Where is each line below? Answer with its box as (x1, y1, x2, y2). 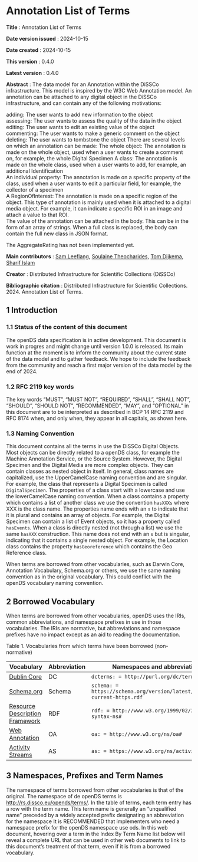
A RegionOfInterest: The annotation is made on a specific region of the (6, 192, 178, 199)
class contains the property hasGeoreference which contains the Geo (6, 543, 173, 550)
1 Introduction (6, 305, 58, 315)
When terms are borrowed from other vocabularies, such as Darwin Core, (6, 561, 184, 568)
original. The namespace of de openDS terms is (6, 792, 122, 800)
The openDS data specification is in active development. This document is (6, 336, 187, 343)
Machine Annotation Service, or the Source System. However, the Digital (6, 455, 182, 462)
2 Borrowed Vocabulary (6, 597, 95, 607)
